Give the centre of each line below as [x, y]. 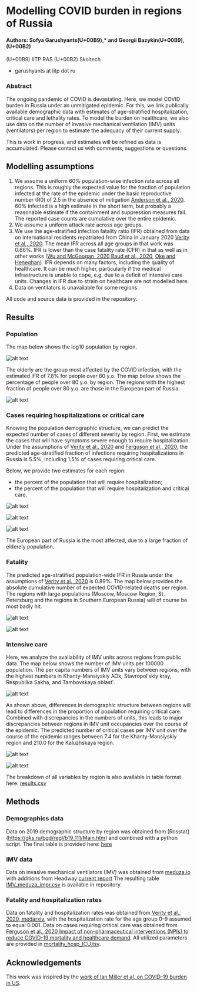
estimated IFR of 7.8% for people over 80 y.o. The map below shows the [94, 376]
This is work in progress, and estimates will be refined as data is [84, 142]
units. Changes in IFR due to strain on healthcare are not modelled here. [102, 281]
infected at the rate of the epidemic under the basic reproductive [93, 193]
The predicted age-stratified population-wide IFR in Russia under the [89, 575]
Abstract [19, 86]
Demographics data [35, 819]
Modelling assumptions [50, 167]
